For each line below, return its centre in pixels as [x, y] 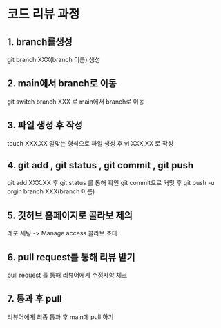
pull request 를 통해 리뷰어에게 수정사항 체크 [67, 275]
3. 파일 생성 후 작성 [45, 125]
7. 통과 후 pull [35, 299]
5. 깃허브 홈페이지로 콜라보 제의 [70, 215]
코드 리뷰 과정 [44, 14]
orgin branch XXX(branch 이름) [51, 191]
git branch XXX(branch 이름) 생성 [54, 60]
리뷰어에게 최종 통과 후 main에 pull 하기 [60, 317]
